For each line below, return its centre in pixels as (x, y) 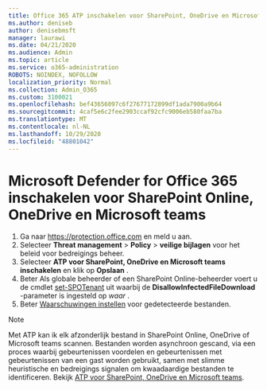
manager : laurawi (37, 38)
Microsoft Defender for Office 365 (123, 181)
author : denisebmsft (43, 30)
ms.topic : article (39, 60)
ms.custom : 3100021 (41, 97)
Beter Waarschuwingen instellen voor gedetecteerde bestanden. (125, 304)
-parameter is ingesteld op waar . (74, 296)
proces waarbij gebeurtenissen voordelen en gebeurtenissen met (115, 352)
